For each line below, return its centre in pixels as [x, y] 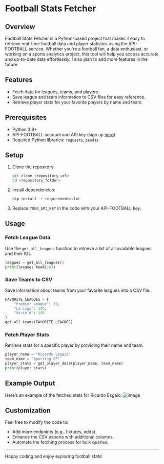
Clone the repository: [33, 167]
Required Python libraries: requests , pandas [55, 140]
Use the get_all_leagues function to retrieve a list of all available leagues [79, 248]
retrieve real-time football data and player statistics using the [66, 44]
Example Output [30, 383]
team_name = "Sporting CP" [32, 359]
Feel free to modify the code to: [37, 422]
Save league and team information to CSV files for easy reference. [79, 97]
